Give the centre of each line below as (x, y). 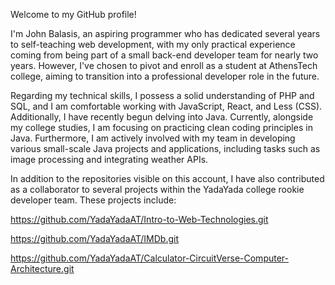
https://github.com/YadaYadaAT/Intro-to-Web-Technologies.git (139, 219)
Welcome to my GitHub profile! (73, 14)
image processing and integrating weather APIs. (109, 159)
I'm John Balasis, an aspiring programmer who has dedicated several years (165, 33)
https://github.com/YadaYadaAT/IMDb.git (95, 238)
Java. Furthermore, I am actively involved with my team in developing (153, 138)
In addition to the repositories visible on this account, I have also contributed (167, 178)
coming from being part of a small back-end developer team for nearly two (164, 55)
